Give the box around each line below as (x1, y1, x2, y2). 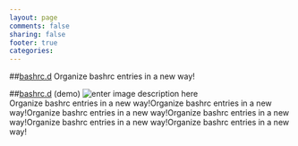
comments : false (9, 21, 70, 30)
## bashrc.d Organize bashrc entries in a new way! (9, 71, 195, 82)
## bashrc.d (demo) (9, 89, 81, 99)
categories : (9, 47, 54, 56)
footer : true (9, 38, 58, 47)
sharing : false (9, 30, 66, 39)
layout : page (9, 13, 58, 22)
